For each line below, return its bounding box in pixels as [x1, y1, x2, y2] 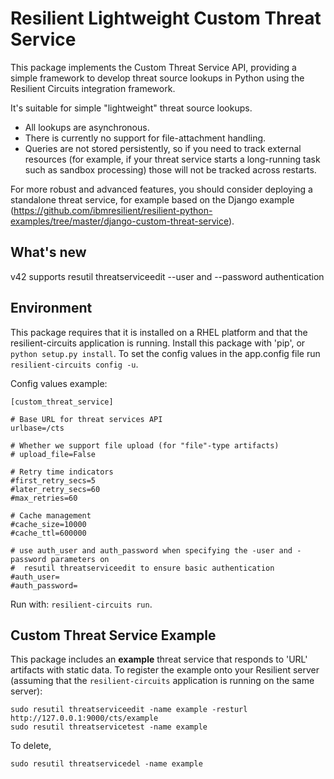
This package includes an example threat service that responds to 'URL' [10, 653, 308, 666]
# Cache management [10, 510, 92, 521]
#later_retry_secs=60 [10, 484, 101, 494]
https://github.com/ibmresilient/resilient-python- [13, 204, 213, 216]
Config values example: [10, 377, 108, 389]
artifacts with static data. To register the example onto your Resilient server [10, 664, 320, 676]
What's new [10, 244, 87, 261]
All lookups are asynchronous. [24, 121, 150, 133]
